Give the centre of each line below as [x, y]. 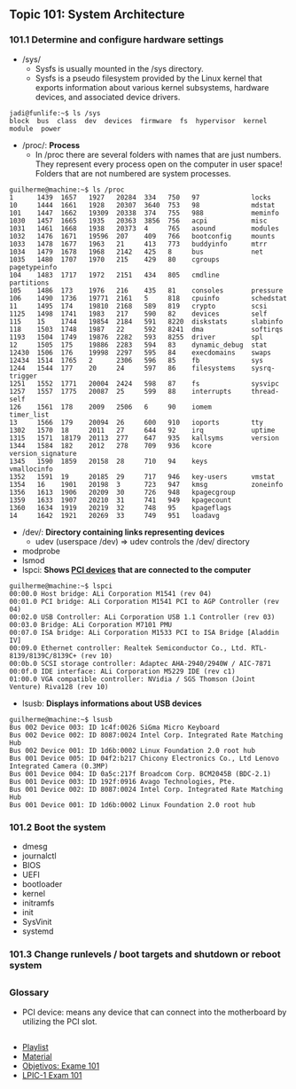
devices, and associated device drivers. [108, 97]
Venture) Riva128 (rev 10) [59, 686]
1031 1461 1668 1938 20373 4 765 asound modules [144, 228]
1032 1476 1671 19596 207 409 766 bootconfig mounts [142, 236]
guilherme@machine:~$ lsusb [61, 719]
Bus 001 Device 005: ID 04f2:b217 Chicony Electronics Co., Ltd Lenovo [144, 758]
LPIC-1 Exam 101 [52, 1076]
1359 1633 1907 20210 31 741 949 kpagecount [121, 500]
